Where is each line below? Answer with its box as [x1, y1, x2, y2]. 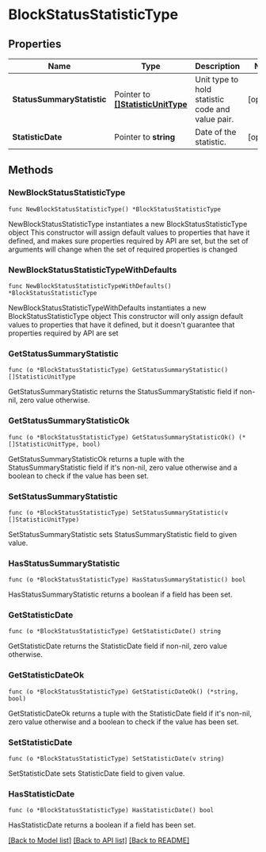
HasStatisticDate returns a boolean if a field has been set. [8, 820, 196, 830]
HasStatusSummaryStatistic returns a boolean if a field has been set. [8, 589, 233, 600]
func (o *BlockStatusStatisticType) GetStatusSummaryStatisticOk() [8, 433, 236, 441]
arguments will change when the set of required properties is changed [8, 244, 237, 254]
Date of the [195, 127, 237, 137]
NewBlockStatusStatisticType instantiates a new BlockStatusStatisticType [8, 219, 248, 228]
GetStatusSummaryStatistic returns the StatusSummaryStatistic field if [8, 387, 238, 397]
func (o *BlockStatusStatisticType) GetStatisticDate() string [8, 627, 222, 635]
